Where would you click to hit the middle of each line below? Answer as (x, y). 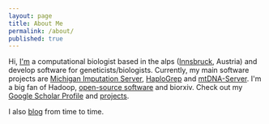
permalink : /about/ (41, 31)
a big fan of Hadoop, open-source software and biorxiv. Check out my (126, 88)
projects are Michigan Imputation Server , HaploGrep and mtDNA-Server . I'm (135, 79)
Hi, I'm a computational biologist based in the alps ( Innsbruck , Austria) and (133, 62)
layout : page (30, 16)
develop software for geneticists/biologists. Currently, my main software (129, 71)
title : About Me (36, 24)
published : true (36, 38)
